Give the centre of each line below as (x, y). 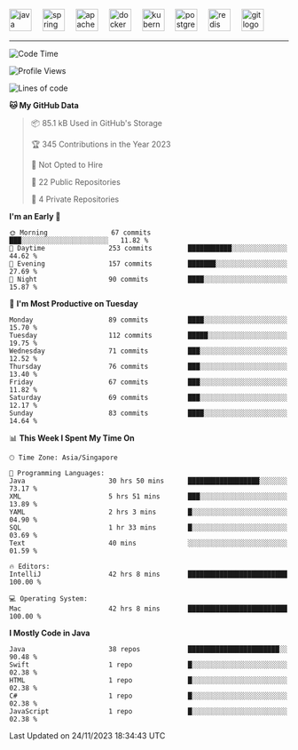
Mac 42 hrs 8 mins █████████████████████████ (149, 609)
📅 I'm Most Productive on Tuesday (74, 303)
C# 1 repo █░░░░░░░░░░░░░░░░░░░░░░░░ (149, 696)
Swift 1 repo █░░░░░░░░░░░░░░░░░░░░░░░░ (149, 665)
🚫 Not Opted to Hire (67, 165)
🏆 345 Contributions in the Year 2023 (101, 144)
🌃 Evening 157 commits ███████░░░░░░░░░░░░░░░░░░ (149, 264)
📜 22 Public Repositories (76, 182)
